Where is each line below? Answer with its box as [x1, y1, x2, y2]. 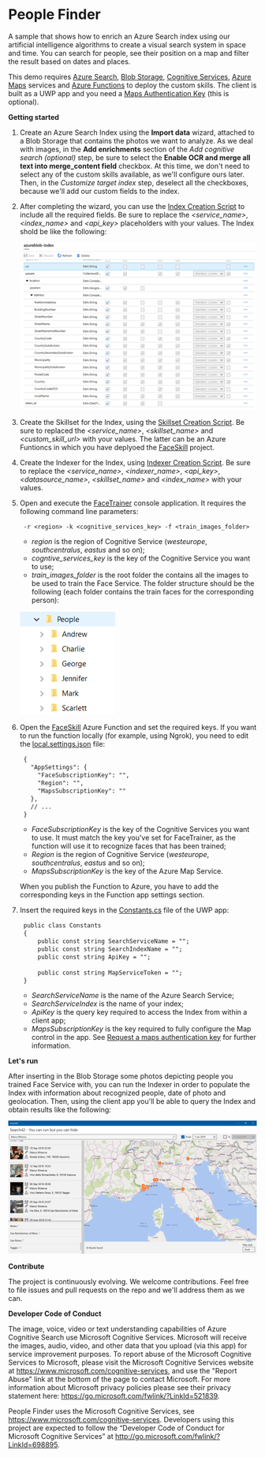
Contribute [8, 1261, 45, 1271]
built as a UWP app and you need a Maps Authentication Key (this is [8, 88, 230, 98]
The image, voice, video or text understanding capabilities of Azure [8, 1324, 227, 1333]
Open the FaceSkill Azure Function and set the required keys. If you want [19, 722, 257, 732]
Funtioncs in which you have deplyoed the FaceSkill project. [19, 442, 215, 452]
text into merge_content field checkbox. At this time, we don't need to [19, 161, 250, 170]
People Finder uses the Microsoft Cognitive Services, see [8, 1406, 195, 1416]
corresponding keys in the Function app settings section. [19, 889, 205, 900]
